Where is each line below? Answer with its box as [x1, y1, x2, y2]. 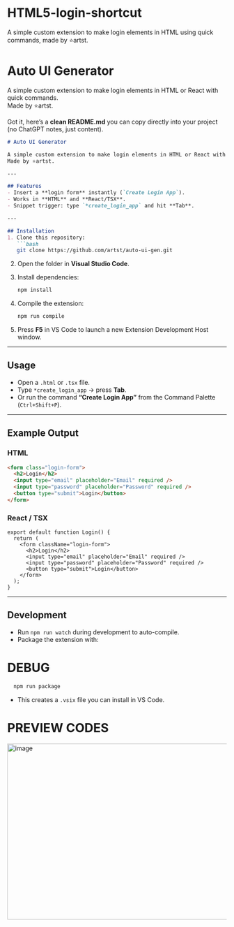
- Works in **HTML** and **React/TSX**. [7, 196, 127, 203]
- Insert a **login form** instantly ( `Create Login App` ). [7, 189, 186, 196]
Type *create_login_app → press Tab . [17, 386, 127, 394]
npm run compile [17, 313, 65, 320]
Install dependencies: [17, 273, 79, 282]
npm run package [13, 683, 61, 689]
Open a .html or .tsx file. [17, 378, 91, 386]
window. [17, 333, 42, 341]
